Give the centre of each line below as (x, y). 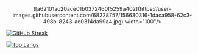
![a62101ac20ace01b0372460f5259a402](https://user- (102, 9)
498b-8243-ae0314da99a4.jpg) (83, 22)
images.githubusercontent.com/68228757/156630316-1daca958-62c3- (102, 15)
